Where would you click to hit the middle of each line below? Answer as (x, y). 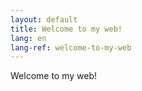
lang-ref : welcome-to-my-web (71, 47)
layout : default (44, 19)
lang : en (28, 38)
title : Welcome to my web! (66, 29)
